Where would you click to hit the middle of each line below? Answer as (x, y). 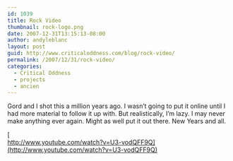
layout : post (26, 47)
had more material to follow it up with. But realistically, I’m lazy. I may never (116, 114)
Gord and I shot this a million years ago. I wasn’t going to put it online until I (116, 106)
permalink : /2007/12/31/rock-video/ (61, 60)
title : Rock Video (34, 20)
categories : (25, 66)
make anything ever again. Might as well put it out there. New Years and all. (117, 121)
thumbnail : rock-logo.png (45, 27)
